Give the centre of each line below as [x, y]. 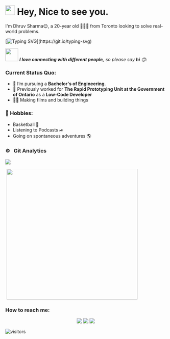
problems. [29, 31]
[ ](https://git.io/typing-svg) [48, 41]
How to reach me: [28, 310]
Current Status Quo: [31, 72]
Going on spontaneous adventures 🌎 [52, 136]
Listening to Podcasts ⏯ [38, 129]
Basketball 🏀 [26, 124]
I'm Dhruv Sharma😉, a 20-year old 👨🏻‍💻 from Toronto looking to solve [79, 26]
